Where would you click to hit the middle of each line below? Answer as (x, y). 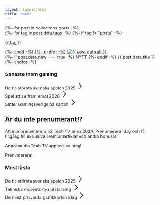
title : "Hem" (18, 14)
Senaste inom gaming (31, 74)
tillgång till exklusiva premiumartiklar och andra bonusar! (61, 136)
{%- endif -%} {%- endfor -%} (36, 52)
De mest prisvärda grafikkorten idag (41, 197)
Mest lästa (18, 167)
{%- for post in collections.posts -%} (42, 28)
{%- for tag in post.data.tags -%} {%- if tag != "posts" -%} (64, 33)
